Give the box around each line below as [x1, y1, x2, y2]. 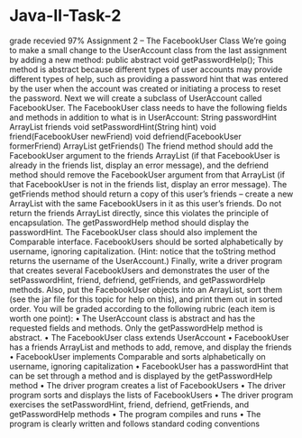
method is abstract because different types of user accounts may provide [9, 64, 283, 75]
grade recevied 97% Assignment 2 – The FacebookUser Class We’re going [9, 35, 287, 46]
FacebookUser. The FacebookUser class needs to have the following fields [9, 102, 288, 113]
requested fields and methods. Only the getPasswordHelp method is [9, 322, 263, 333]
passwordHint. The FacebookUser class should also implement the [9, 226, 258, 237]
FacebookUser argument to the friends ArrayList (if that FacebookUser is [9, 150, 281, 160]
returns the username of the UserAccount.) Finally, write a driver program [9, 255, 283, 266]
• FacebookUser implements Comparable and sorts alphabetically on [9, 351, 266, 361]
